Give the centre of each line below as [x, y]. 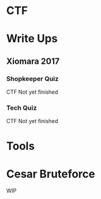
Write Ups [32, 39]
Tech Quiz [22, 108]
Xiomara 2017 [33, 61]
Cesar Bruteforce [51, 174]
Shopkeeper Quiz [33, 78]
